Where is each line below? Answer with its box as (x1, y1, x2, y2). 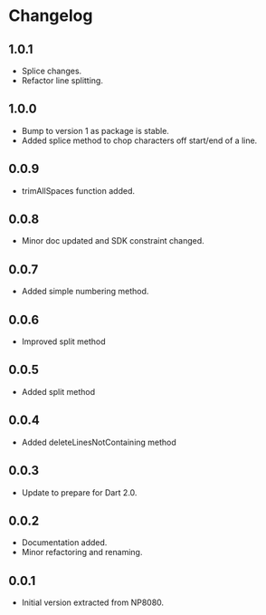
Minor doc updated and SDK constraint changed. (21, 235, 204, 246)
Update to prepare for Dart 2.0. (21, 486, 138, 498)
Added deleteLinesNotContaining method (21, 437, 177, 447)
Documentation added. (21, 537, 108, 548)
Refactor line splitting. (21, 75, 103, 86)
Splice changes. (21, 65, 82, 76)
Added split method (21, 386, 96, 397)
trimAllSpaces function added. (21, 185, 135, 196)
